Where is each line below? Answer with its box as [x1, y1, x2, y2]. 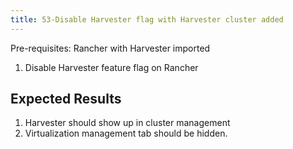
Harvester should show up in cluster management [24, 117, 231, 129]
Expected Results [10, 91, 122, 108]
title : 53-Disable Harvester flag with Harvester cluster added [10, 14, 284, 25]
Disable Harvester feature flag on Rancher [24, 61, 199, 73]
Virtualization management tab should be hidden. [24, 127, 228, 140]
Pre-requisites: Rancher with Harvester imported [10, 42, 211, 54]
